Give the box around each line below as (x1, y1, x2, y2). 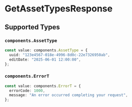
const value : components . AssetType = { (4, 48, 88, 53)
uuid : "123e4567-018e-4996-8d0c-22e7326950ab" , (9, 52, 110, 57)
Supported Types (4, 23, 60, 31)
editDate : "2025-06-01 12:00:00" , (9, 57, 81, 62)
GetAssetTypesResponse (4, 3, 113, 14)
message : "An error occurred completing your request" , (9, 93, 128, 98)
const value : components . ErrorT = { (4, 83, 81, 89)
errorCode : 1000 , (9, 88, 45, 93)
